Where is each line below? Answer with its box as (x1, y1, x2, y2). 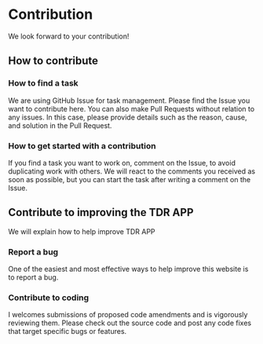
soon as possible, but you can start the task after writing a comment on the (8, 174, 251, 184)
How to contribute (8, 54, 99, 68)
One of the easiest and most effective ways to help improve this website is (8, 265, 249, 274)
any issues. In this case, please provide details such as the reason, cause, (8, 112, 247, 122)
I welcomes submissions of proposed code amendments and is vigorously (8, 310, 248, 320)
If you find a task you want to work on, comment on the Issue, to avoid (8, 158, 236, 167)
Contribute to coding (8, 292, 89, 303)
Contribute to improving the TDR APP (8, 206, 194, 219)
